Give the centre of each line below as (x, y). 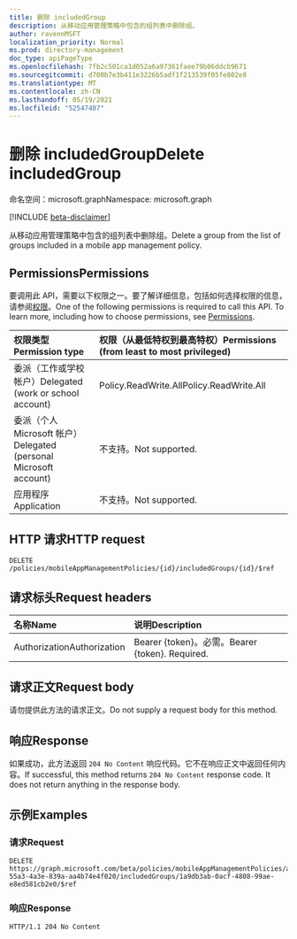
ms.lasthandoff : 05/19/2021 (61, 100)
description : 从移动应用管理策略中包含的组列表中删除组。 (104, 26)
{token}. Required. (171, 653)
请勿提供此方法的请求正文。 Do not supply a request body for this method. (144, 710)
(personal (34, 456)
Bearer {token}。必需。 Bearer (196, 642)
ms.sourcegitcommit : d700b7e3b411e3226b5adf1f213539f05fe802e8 (128, 75)
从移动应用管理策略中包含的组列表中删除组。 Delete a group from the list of (145, 235)
